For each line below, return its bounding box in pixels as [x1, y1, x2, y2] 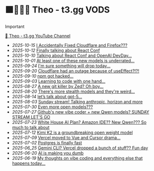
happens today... [12, 160, 46, 166]
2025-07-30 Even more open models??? [12, 104, 93, 110]
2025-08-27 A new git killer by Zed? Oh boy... [12, 83, 104, 89]
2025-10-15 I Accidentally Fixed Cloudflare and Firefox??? [12, 42, 127, 48]
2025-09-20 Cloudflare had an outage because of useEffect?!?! [12, 68, 139, 73]
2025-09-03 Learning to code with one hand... [12, 78, 106, 84]
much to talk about [12, 124, 50, 130]
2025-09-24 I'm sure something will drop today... [12, 63, 110, 69]
